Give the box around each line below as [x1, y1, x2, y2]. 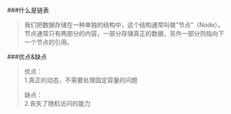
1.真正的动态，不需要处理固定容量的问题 [24, 76, 138, 84]
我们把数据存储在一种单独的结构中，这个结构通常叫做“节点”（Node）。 [24, 21, 224, 29]
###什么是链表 [7, 6, 50, 14]
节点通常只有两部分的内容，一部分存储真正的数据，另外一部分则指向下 [24, 30, 225, 37]
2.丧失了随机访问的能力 [24, 99, 91, 107]
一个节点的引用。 [24, 38, 73, 46]
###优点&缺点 [7, 53, 47, 61]
